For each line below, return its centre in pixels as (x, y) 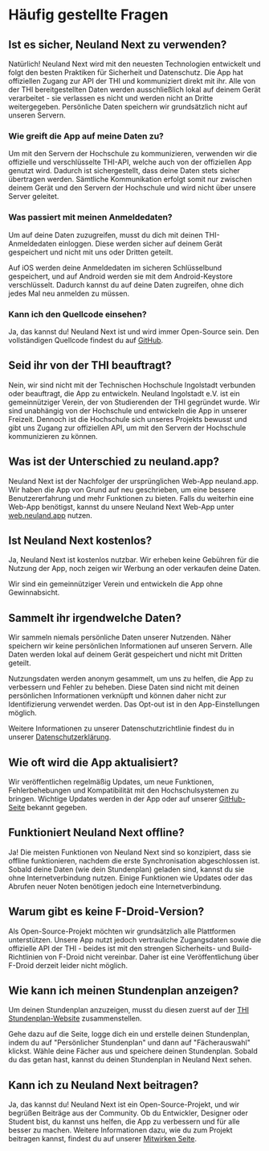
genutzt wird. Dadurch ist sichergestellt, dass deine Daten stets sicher (124, 171)
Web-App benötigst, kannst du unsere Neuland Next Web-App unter (121, 507)
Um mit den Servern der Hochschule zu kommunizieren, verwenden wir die (133, 154)
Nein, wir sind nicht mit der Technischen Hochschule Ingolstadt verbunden (132, 385)
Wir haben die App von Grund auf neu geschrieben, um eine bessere (122, 490)
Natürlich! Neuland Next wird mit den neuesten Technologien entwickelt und (134, 64)
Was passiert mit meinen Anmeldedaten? (90, 217)
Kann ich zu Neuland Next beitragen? (104, 1085)
